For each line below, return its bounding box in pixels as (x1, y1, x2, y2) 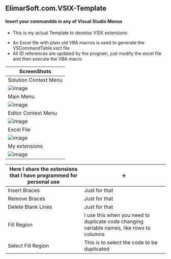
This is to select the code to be (83, 239, 158, 246)
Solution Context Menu (8, 76, 63, 83)
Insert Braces (8, 187, 40, 194)
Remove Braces (8, 195, 46, 202)
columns (83, 231, 105, 238)
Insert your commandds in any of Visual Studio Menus (5, 18, 123, 24)
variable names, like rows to (83, 224, 151, 231)
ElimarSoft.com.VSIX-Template (5, 4, 107, 13)
